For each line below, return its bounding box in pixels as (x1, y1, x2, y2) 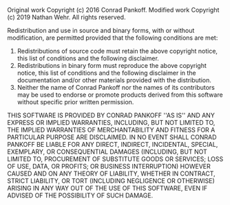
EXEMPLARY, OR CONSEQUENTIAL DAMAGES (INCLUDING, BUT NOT (7, 147, 208, 156)
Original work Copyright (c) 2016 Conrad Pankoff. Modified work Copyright (7, 6, 220, 14)
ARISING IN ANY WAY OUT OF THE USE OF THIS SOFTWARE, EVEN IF (7, 184, 208, 192)
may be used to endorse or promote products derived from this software (17, 91, 223, 99)
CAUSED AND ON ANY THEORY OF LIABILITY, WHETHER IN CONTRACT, (7, 169, 216, 178)
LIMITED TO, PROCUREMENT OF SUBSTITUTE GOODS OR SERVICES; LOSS (7, 155, 224, 163)
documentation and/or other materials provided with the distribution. (17, 76, 211, 84)
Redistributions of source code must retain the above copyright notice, (17, 47, 218, 55)
